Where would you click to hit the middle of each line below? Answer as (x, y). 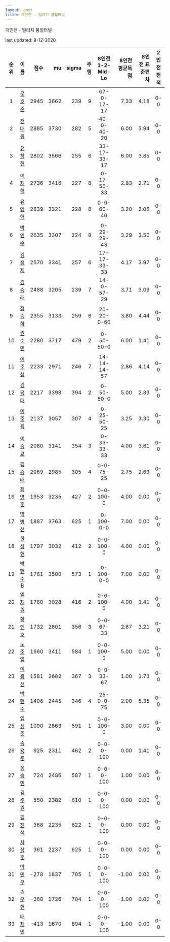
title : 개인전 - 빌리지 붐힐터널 (35, 15)
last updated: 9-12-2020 (31, 40)
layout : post (19, 10)
